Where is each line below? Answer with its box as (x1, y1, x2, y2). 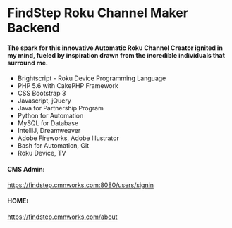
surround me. (7, 58, 48, 67)
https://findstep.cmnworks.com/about (7, 213, 118, 221)
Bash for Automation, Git (17, 141, 90, 150)
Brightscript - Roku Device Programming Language (17, 74, 166, 82)
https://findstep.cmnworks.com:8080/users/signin (7, 181, 154, 189)
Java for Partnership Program (17, 104, 104, 113)
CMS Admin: (7, 165, 45, 173)
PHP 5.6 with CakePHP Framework (17, 82, 118, 90)
